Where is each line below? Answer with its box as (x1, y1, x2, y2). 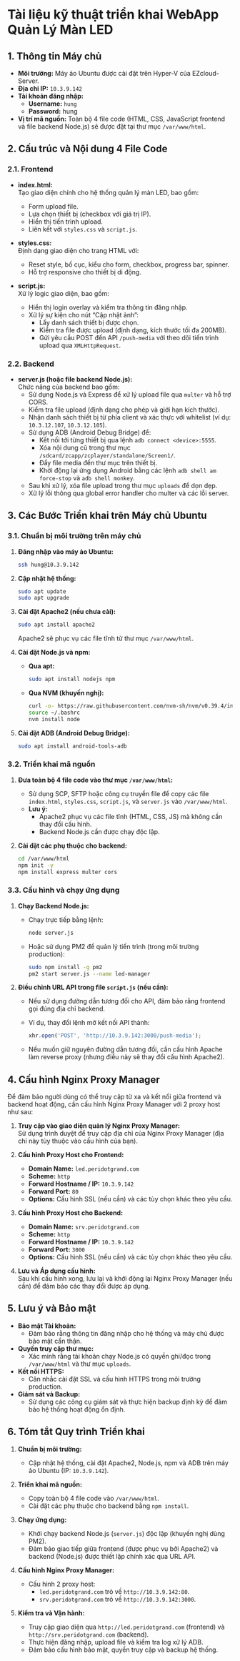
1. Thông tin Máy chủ (7, 50, 102, 62)
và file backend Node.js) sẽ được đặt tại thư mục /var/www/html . (17, 122, 206, 131)
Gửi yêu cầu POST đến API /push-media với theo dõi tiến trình (39, 333, 219, 342)
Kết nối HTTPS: (17, 1367, 64, 1375)
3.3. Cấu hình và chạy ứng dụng (7, 886, 120, 896)
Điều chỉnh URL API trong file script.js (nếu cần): (17, 983, 169, 992)
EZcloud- (191, 69, 220, 77)
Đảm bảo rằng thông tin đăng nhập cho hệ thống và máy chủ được (28, 1329, 225, 1337)
